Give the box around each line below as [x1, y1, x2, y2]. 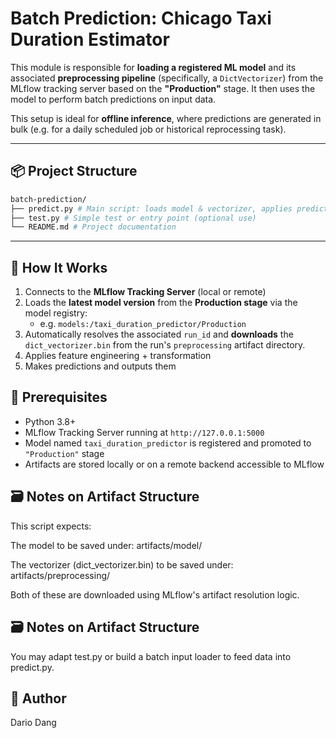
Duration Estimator [10, 28, 170, 51]
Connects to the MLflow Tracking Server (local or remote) [24, 286, 267, 298]
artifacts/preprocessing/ [10, 569, 111, 581]
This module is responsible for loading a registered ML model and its [10, 61, 297, 73]
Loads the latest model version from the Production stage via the [24, 297, 298, 309]
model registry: [24, 307, 88, 319]
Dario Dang [10, 717, 57, 729]
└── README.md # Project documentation [10, 222, 177, 232]
